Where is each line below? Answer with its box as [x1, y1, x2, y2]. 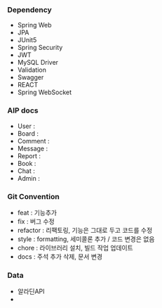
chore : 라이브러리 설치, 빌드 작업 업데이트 [17, 243, 133, 252]
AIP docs [7, 105, 39, 115]
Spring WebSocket [17, 88, 72, 96]
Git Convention [7, 191, 60, 201]
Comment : [17, 136, 50, 145]
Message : [17, 144, 48, 153]
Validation [17, 65, 47, 75]
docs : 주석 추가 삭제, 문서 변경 [17, 252, 103, 261]
